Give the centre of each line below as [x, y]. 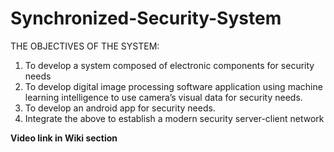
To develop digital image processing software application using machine [173, 86]
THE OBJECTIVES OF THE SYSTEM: [85, 46]
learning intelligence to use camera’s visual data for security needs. [163, 97]
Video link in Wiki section [64, 138]
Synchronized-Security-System [146, 18]
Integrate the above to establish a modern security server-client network [174, 118]
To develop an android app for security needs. [120, 108]
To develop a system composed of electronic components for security [169, 65]
